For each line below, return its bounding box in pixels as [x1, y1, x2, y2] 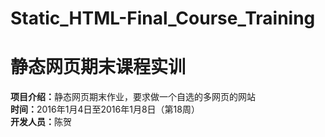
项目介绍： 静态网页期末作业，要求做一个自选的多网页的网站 [10, 91, 256, 103]
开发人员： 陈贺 [10, 116, 72, 128]
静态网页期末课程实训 [10, 56, 187, 79]
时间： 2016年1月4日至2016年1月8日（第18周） [10, 103, 200, 116]
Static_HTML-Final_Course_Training [10, 7, 316, 30]
